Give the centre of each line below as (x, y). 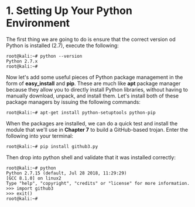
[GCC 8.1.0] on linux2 (34, 178)
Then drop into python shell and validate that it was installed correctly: (91, 157)
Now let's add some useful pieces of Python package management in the (95, 77)
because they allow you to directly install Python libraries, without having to (97, 89)
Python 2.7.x (22, 61)
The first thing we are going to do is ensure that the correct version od (91, 39)
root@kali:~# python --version (44, 56)
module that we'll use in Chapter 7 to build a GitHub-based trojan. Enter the (97, 129)
